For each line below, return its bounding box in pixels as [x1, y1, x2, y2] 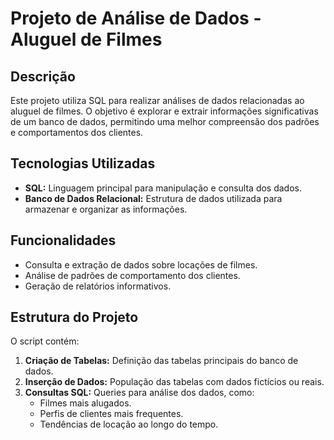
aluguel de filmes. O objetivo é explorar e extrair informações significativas [10, 105, 319, 117]
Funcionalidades [10, 232, 117, 249]
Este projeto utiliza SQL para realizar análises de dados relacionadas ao [10, 95, 305, 106]
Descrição [10, 68, 76, 85]
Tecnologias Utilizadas [10, 155, 156, 172]
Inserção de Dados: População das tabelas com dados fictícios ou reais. [24, 376, 325, 388]
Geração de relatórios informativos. [24, 280, 172, 292]
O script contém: [10, 335, 80, 347]
